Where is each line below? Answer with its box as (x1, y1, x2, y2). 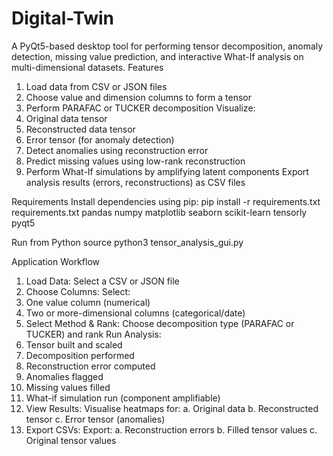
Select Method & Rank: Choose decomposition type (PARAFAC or (25, 317, 295, 329)
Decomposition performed (25, 349, 135, 361)
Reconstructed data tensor (25, 123, 136, 135)
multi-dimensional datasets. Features (11, 61, 164, 73)
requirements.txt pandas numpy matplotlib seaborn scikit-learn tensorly (11, 206, 308, 218)
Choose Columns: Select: (25, 285, 131, 297)
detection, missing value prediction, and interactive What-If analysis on (11, 50, 304, 62)
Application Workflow (11, 255, 100, 267)
